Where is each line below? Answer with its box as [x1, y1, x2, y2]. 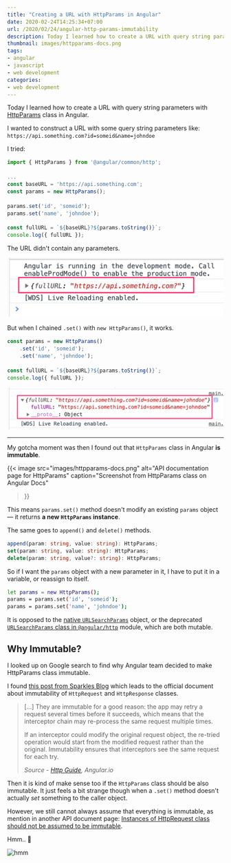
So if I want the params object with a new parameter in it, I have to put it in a [7, 567, 220, 575]
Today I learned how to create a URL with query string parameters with [7, 103, 208, 112]
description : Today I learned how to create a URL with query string [7, 33, 211, 40]
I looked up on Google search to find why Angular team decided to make [7, 661, 212, 669]
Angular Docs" [7, 479, 49, 487]
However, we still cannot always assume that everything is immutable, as [7, 807, 214, 815]
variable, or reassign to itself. [7, 574, 89, 583]
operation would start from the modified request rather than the [23, 738, 204, 747]
